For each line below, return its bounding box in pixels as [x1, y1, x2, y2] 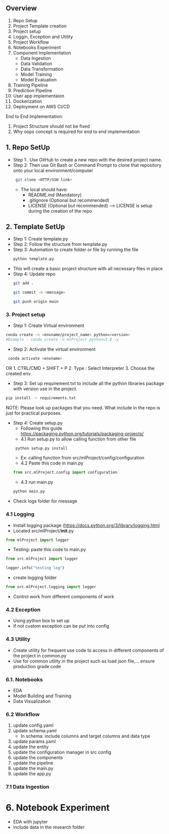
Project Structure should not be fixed [13, 123, 90, 129]
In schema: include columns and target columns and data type [20, 733, 150, 739]
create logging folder [13, 574, 57, 581]
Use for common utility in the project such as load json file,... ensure [13, 658, 155, 664]
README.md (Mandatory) [28, 192, 82, 198]
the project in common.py [13, 652, 67, 658]
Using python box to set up [13, 617, 70, 624]
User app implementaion [13, 93, 65, 99]
